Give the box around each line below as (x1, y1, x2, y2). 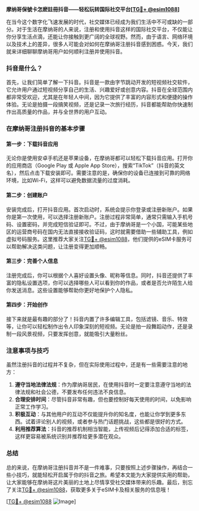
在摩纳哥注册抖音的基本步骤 (6, 124, 85, 133)
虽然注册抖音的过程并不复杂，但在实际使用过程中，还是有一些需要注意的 (6, 361, 182, 368)
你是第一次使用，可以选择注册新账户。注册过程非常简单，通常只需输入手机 (6, 213, 188, 220)
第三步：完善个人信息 (6, 258, 58, 265)
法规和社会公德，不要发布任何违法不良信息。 (20, 388, 129, 396)
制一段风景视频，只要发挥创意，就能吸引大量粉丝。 (6, 330, 131, 338)
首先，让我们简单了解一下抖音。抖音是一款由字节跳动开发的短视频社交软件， (6, 79, 193, 86)
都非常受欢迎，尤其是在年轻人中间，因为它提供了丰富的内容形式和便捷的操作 (6, 94, 193, 101)
